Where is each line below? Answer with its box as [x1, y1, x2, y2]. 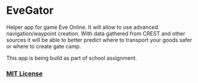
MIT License [6, 69, 43, 78]
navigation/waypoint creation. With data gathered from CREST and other [6, 29, 185, 37]
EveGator [6, 4, 54, 17]
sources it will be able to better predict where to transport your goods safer [6, 36, 193, 43]
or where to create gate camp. [6, 43, 82, 50]
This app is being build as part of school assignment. [6, 54, 137, 61]
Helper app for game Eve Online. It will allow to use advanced [6, 23, 158, 31]
